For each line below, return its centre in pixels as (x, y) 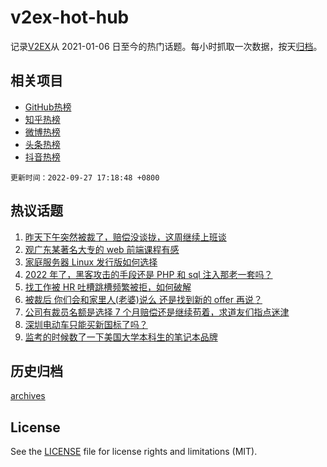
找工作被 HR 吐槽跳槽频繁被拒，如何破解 (108, 287)
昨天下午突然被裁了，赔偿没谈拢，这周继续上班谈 (125, 237)
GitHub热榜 (48, 107)
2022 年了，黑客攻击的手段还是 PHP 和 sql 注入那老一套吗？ (148, 274)
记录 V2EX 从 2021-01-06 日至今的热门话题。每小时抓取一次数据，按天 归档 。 (166, 46)
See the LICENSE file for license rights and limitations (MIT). (134, 452)
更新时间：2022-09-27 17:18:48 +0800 (85, 177)
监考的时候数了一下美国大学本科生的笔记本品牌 (121, 337)
